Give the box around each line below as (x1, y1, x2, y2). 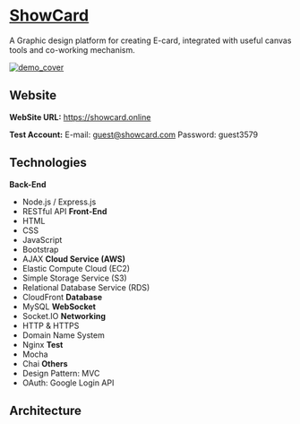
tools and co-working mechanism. (9, 44, 136, 55)
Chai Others (21, 358, 69, 368)
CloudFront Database (21, 291, 103, 302)
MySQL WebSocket (21, 301, 97, 312)
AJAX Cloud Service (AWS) (21, 253, 126, 264)
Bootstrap (21, 244, 59, 255)
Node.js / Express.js (21, 196, 97, 207)
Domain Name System (21, 329, 105, 341)
